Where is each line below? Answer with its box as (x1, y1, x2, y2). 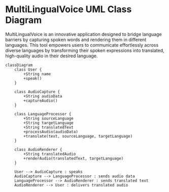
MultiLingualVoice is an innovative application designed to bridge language (5, 31, 162, 37)
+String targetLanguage (23, 120, 74, 125)
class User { (14, 67, 42, 72)
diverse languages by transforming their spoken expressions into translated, (5, 47, 164, 53)
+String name (23, 71, 51, 77)
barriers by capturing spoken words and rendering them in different (5, 37, 147, 43)
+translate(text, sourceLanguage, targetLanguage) (23, 134, 133, 139)
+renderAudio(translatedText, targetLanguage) (23, 156, 124, 161)
